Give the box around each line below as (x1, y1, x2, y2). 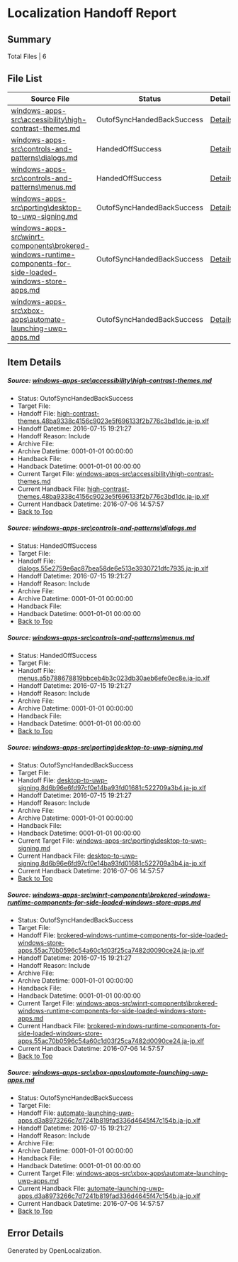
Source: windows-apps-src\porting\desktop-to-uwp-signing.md (7, 743, 203, 751)
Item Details (7, 357, 62, 369)
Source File (30, 94, 70, 104)
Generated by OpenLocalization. (7, 1246, 102, 1255)
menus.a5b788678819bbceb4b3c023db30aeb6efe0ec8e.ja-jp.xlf (17, 674, 210, 683)
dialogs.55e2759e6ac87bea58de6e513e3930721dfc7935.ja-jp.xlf (17, 564, 209, 573)
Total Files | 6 (7, 52, 47, 60)
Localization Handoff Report (7, 5, 177, 21)
